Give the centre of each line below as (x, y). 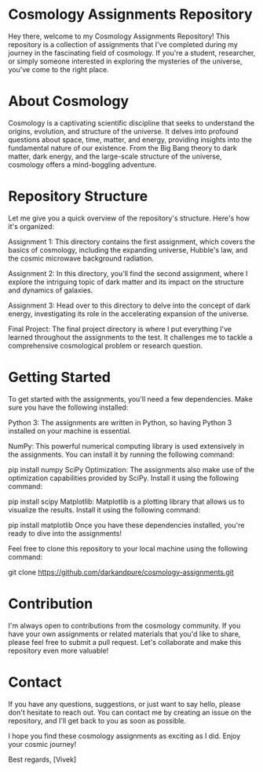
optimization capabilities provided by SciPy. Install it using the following (124, 478)
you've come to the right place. (58, 69)
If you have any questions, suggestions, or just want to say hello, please (124, 704)
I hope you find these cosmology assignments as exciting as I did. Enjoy (124, 736)
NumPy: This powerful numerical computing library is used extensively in (126, 446)
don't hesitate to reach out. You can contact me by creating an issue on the (130, 712)
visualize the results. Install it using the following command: (104, 510)
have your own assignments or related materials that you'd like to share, (124, 634)
